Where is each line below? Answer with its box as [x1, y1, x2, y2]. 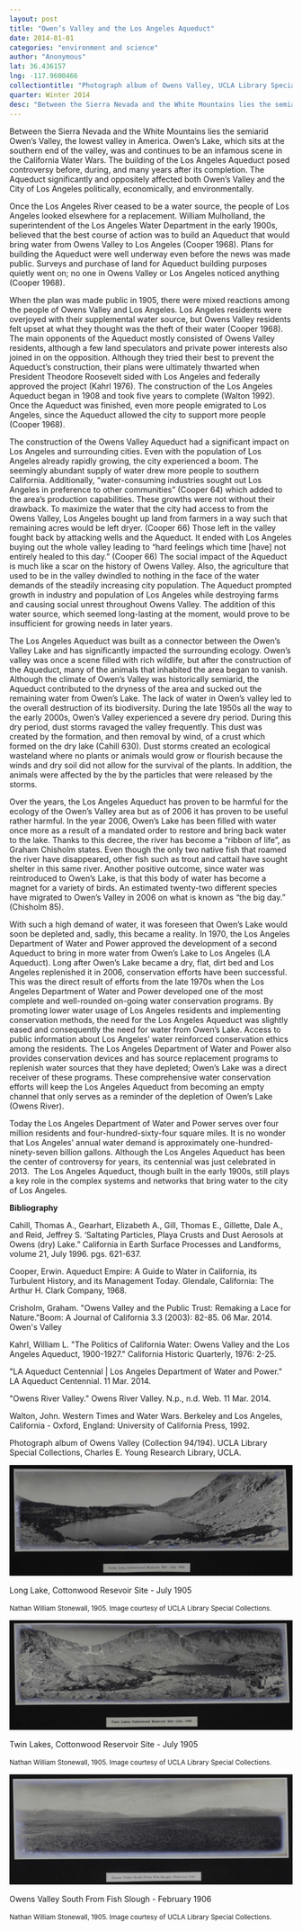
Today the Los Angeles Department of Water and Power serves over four [9, 1118, 280, 1128]
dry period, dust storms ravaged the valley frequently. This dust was [9, 721, 262, 732]
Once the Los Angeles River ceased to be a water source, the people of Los [9, 201, 289, 211]
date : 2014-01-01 [9, 33, 75, 42]
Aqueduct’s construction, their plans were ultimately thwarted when [9, 361, 261, 373]
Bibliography [9, 1202, 58, 1213]
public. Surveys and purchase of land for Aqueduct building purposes [9, 257, 268, 269]
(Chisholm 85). [9, 901, 65, 912]
